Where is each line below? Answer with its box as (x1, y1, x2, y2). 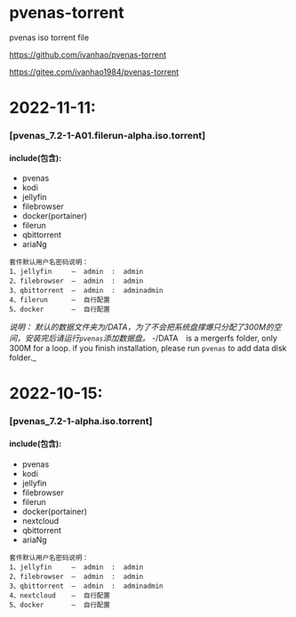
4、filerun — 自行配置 (9, 296, 111, 305)
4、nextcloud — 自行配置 (9, 590, 111, 600)
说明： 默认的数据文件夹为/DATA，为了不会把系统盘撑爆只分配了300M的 (9, 322, 274, 333)
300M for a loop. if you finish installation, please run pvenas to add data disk (9, 343, 287, 354)
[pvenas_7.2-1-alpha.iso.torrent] (9, 415, 153, 428)
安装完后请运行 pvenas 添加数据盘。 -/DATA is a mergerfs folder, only (24, 333, 278, 344)
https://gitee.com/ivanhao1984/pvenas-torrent (9, 66, 180, 77)
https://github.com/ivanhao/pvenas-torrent (9, 49, 167, 60)
